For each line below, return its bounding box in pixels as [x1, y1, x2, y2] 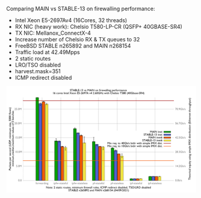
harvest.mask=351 [14, 68, 61, 74]
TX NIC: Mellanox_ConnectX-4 [14, 29, 91, 37]
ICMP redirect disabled [14, 74, 72, 81]
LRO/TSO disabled [14, 61, 61, 68]
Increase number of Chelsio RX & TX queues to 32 [14, 36, 140, 43]
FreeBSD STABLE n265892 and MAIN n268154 [14, 42, 131, 49]
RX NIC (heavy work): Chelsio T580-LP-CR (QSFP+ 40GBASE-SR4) [14, 23, 182, 30]
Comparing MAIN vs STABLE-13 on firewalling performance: [6, 5, 155, 12]
